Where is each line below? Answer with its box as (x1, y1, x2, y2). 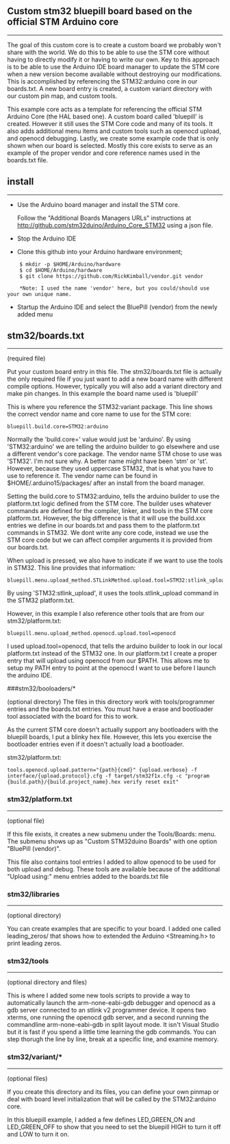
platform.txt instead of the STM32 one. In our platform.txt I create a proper (7, 649, 218, 658)
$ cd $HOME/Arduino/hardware (19, 266, 103, 273)
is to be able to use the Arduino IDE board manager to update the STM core (7, 62, 220, 71)
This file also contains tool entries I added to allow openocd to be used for (7, 858, 216, 866)
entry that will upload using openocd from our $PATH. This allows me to (7, 657, 210, 665)
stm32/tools (7, 956, 49, 965)
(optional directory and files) (7, 978, 88, 986)
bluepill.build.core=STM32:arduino (7, 423, 109, 430)
